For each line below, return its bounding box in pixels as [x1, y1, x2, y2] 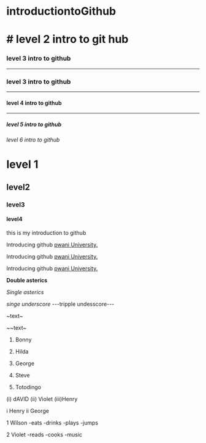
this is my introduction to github [6, 229, 86, 237]
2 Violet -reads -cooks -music [6, 431, 83, 438]
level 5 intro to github [6, 121, 62, 128]
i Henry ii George [6, 407, 49, 414]
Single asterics [6, 288, 44, 295]
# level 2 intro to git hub [6, 32, 129, 47]
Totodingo [15, 383, 42, 390]
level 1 [6, 157, 39, 172]
